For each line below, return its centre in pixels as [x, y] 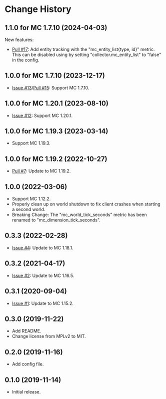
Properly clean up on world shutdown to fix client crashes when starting [86, 204]
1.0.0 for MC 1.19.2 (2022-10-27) [56, 159]
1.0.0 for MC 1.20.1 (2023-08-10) [56, 103]
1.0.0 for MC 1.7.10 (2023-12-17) [55, 76]
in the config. [25, 60]
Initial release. [26, 391]
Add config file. [28, 364]
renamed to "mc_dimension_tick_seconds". [56, 220]
